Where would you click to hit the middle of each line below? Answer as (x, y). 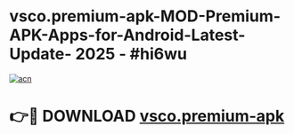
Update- (41, 54)
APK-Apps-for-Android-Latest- (127, 35)
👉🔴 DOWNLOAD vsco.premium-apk (147, 116)
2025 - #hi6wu (131, 54)
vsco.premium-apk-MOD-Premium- (145, 16)
